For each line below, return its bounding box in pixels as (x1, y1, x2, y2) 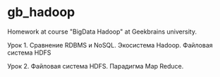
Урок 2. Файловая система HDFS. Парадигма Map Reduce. (7, 62, 184, 70)
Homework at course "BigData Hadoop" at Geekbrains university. (7, 27, 197, 36)
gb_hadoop (7, 4, 75, 20)
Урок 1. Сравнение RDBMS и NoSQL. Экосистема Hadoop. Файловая (7, 41, 213, 49)
